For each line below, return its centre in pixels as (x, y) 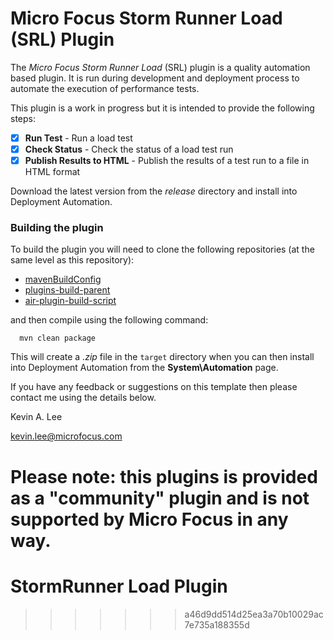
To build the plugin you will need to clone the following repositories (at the (162, 249)
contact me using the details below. (83, 398)
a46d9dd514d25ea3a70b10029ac (254, 614)
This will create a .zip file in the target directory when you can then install (162, 357)
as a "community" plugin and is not (160, 498)
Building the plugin (57, 228)
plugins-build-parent (67, 290)
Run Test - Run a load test (78, 138)
